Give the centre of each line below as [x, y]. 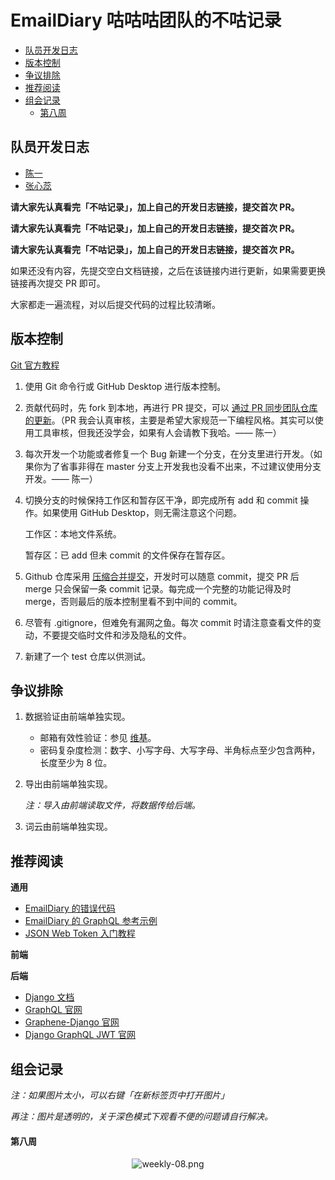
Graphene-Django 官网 [72, 1022]
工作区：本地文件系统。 [73, 533]
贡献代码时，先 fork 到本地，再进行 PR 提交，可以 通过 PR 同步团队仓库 [171, 407]
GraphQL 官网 [53, 1010]
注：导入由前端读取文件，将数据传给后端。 [112, 805]
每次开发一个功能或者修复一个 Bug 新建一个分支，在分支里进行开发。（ [169, 453]
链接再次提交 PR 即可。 [58, 283]
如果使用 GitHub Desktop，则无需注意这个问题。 [142, 512]
